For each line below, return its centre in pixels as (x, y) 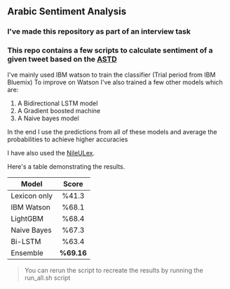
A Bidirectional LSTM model (57, 103)
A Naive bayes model (48, 118)
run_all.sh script (47, 278)
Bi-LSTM (26, 241)
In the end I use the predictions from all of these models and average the (112, 131)
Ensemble (27, 252)
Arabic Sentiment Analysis (67, 12)
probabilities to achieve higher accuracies (68, 139)
